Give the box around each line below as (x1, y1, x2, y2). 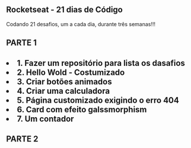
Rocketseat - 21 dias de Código (6, 5, 123, 15)
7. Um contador (17, 114, 74, 124)
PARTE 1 (6, 38, 37, 48)
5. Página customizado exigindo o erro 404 (17, 95, 179, 105)
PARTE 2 (6, 134, 39, 144)
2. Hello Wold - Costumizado (17, 67, 125, 77)
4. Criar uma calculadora (17, 86, 110, 96)
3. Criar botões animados (17, 77, 112, 87)
